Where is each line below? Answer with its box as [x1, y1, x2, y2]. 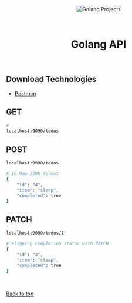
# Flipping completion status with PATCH [6, 241, 109, 246]
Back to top [6, 290, 34, 297]
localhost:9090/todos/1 [6, 230, 65, 236]
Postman [14, 90, 36, 97]
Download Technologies [6, 74, 97, 84]
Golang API [70, 38, 127, 51]
